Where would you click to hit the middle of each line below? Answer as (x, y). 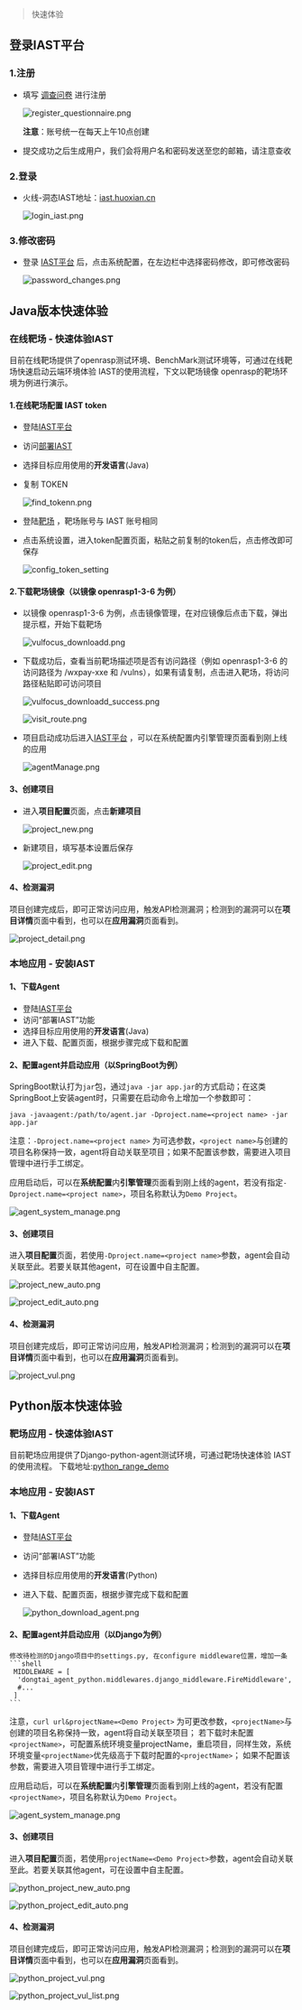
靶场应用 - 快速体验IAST (62, 1433)
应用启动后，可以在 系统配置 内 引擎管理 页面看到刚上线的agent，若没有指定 (146, 1183)
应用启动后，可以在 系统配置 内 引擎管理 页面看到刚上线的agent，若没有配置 (146, 1785)
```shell (26, 1664)
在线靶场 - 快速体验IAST (62, 339)
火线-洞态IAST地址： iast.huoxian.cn (89, 197)
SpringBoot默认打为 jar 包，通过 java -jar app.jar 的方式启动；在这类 (137, 1086)
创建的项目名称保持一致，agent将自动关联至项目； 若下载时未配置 (132, 1732)
